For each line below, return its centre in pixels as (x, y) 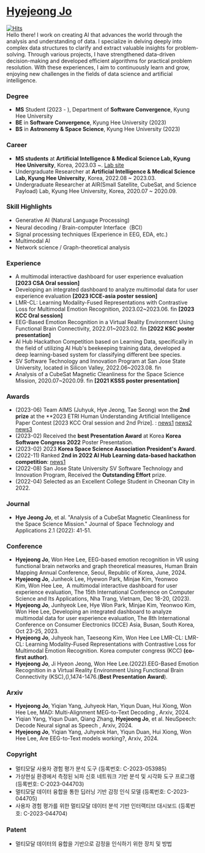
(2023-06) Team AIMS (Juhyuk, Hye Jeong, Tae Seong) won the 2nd (102, 410)
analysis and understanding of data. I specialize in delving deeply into (94, 41)
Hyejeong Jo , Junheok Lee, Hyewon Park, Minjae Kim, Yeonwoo (97, 579)
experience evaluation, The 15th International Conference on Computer (105, 592)
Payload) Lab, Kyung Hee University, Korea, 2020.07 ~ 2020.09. (96, 191)
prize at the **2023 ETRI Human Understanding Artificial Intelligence (103, 416)
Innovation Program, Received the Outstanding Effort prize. (91, 475)
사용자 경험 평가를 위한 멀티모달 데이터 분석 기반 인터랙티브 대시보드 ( (98, 806)
